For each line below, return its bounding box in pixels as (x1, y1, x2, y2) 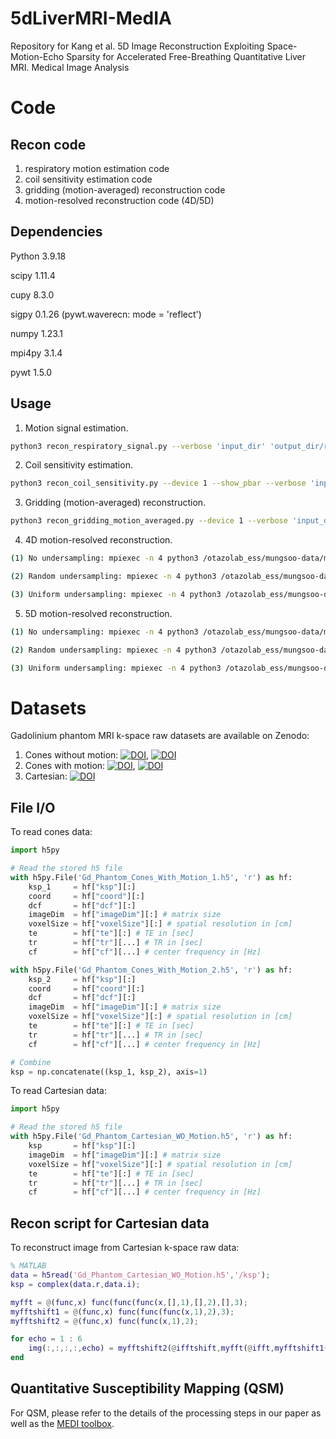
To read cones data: (10, 826, 93, 838)
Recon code (10, 136, 87, 153)
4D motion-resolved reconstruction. (24, 534, 173, 546)
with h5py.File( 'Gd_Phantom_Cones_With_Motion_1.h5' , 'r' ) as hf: (10, 872, 293, 882)
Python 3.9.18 (10, 250, 67, 262)
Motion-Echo (10, 50, 65, 62)
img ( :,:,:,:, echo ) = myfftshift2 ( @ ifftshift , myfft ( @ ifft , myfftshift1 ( (28, 1343, 329, 1354)
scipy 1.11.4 (10, 269, 56, 281)
